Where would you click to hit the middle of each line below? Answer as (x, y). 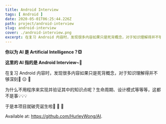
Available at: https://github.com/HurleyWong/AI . (54, 116)
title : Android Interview (32, 10)
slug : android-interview (31, 28)
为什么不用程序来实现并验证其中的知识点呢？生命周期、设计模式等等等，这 (81, 89)
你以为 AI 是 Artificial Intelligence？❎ (43, 52)
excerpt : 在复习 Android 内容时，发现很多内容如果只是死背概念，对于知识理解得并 (80, 38)
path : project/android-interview (40, 23)
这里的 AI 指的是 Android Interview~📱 (44, 62)
